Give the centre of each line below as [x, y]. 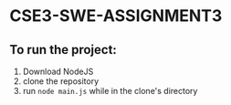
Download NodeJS [58, 71]
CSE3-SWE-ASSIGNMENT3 [116, 16]
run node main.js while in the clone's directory [110, 91]
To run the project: [63, 50]
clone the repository [61, 81]
